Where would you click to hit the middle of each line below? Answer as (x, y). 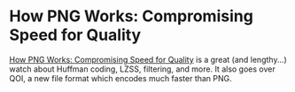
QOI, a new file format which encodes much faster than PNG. (120, 78)
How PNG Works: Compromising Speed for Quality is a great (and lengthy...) (148, 59)
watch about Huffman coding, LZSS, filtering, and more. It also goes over (143, 69)
